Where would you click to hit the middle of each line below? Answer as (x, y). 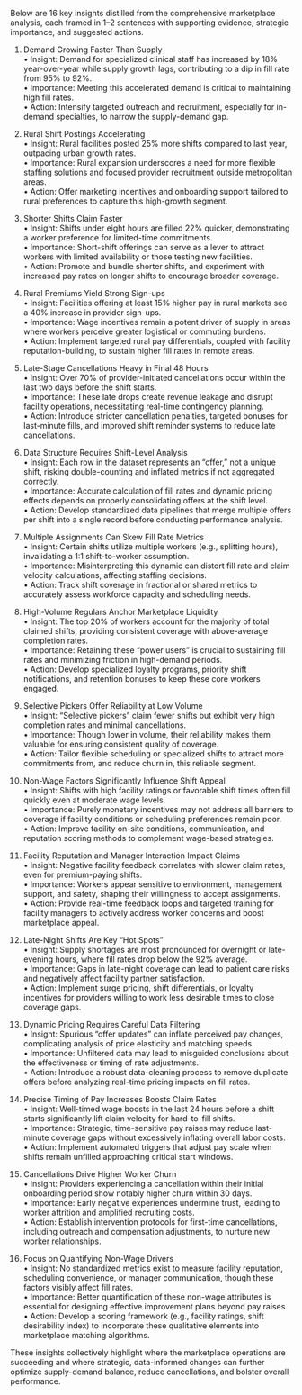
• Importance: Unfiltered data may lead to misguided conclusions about (155, 1053)
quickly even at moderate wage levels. (94, 800)
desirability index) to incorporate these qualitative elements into (141, 1326)
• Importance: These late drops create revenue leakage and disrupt (148, 397)
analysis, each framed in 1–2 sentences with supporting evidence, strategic (150, 23)
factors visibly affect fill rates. (78, 1287)
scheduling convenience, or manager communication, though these (148, 1277)
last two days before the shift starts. (90, 387)
